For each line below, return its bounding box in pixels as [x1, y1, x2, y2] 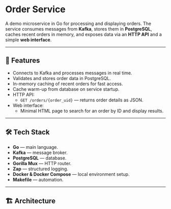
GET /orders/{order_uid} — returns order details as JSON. [20, 97, 144, 103]
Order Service [5, 4, 66, 15]
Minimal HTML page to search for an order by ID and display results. [20, 108, 164, 114]
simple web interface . [5, 37, 52, 43]
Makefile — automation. [12, 176, 64, 182]
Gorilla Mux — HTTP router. [12, 160, 72, 166]
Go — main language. [12, 144, 59, 150]
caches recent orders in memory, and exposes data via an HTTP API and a [5, 31, 162, 37]
